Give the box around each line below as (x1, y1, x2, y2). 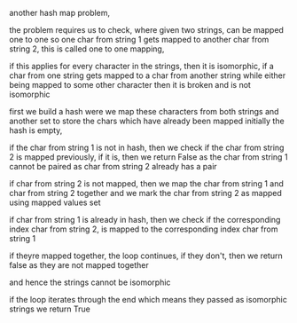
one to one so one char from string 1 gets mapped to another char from (9, 35, 270, 44)
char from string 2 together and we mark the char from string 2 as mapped (9, 188, 282, 198)
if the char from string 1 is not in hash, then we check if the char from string (9, 142, 285, 153)
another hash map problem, (9, 8, 111, 18)
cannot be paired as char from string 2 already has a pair (9, 161, 217, 171)
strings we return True (9, 303, 90, 314)
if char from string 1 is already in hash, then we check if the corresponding (9, 215, 281, 225)
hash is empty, (9, 125, 63, 136)
